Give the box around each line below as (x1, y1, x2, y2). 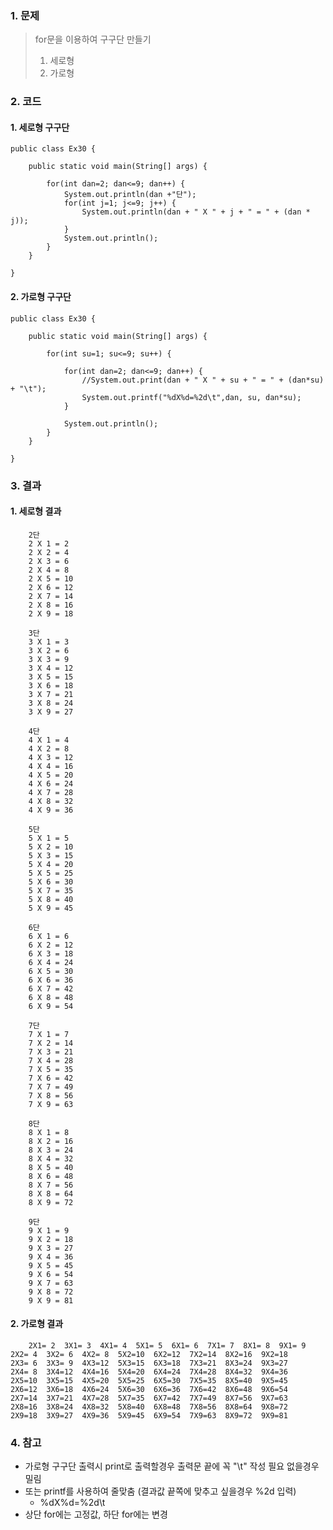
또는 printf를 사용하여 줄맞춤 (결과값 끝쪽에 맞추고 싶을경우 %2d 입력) (24, 1485, 297, 1497)
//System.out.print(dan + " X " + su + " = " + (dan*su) (81, 375, 325, 385)
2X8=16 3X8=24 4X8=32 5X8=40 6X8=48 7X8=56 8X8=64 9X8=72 (10, 1402, 288, 1412)
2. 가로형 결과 (10, 1318, 64, 1330)
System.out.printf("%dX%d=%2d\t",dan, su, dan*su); (81, 392, 302, 402)
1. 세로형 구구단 (10, 121, 70, 133)
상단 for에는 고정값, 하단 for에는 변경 (24, 1508, 168, 1521)
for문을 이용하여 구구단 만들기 (34, 33, 152, 46)
